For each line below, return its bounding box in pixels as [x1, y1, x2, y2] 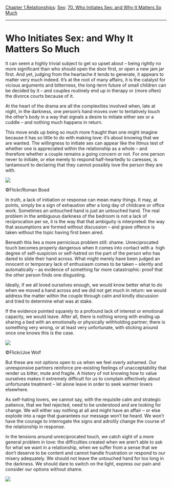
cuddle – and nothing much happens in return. [5, 119, 103, 125]
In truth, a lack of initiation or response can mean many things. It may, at [5, 197, 158, 203]
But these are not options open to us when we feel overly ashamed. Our [5, 359, 157, 365]
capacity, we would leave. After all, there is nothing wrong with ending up [5, 313, 160, 320]
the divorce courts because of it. [5, 93, 74, 99]
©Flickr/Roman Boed [5, 186, 50, 193]
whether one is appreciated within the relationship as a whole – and [5, 145, 147, 152]
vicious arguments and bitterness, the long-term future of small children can [5, 82, 166, 88]
